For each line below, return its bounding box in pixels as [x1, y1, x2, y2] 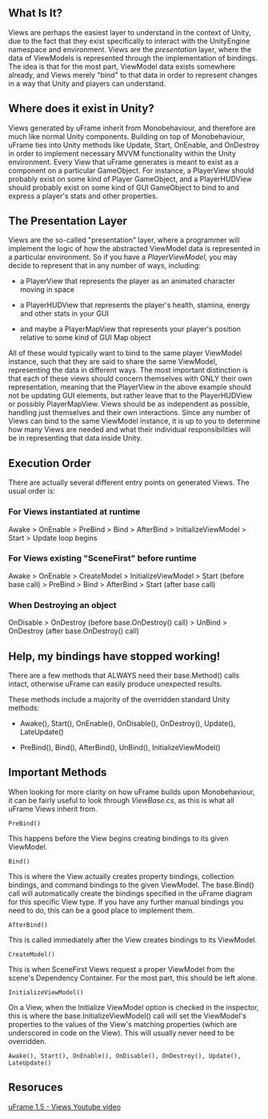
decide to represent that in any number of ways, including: [8, 261, 202, 270]
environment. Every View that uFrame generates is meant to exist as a [8, 157, 238, 166]
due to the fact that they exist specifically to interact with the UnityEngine [8, 36, 250, 46]
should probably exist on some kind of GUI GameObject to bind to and [8, 182, 240, 192]
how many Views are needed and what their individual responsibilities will [8, 425, 251, 434]
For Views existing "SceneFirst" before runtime [8, 553, 198, 564]
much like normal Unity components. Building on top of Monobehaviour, [8, 131, 246, 141]
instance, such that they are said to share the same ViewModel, [8, 357, 218, 366]
